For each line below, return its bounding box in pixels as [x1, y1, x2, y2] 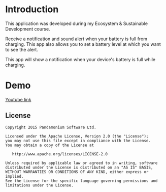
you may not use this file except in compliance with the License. [5, 138, 151, 143]
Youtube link [5, 96, 31, 102]
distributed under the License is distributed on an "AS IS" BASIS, [5, 164, 153, 170]
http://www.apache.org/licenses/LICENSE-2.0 [12, 151, 108, 156]
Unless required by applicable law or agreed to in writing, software [5, 160, 158, 166]
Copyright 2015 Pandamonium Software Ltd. [5, 125, 96, 130]
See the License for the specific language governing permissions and [5, 178, 158, 183]
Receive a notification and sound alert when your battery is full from [5, 36, 148, 42]
